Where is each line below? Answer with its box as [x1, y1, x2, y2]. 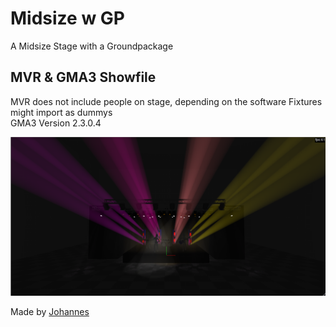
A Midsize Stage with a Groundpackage [10, 40, 174, 52]
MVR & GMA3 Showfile [10, 69, 157, 86]
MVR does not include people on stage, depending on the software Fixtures [10, 95, 323, 107]
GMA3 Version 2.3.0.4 [10, 117, 102, 129]
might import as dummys [10, 106, 113, 118]
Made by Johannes [10, 305, 90, 317]
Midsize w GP [10, 7, 125, 30]
